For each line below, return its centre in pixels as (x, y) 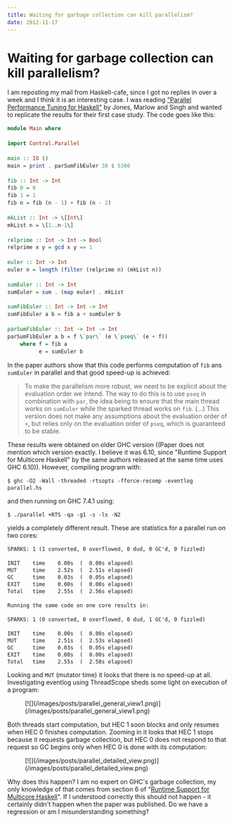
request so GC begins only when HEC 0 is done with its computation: (107, 747)
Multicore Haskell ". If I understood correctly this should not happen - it (109, 796)
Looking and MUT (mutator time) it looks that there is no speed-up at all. (110, 674)
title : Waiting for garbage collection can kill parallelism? (100, 15)
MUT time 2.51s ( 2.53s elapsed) (70, 641)
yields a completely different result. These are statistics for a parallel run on (117, 527)
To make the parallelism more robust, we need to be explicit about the (125, 386)
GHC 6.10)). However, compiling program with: (74, 467)
